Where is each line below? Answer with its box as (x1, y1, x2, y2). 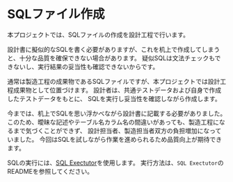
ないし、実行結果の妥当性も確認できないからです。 (13, 62, 159, 71)
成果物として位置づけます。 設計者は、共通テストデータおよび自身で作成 (13, 86, 222, 94)
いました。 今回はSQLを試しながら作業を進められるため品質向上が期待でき (7, 135, 223, 143)
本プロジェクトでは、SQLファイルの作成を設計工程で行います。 (7, 30, 190, 39)
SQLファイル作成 (7, 6, 105, 22)
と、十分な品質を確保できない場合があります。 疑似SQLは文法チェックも (7, 53, 216, 62)
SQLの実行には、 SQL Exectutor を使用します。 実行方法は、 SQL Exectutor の (7, 158, 224, 167)
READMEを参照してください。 (7, 167, 94, 175)
